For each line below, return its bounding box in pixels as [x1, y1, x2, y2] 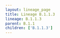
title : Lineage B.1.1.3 [5, 12, 55, 17]
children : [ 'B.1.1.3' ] [5, 26, 53, 31]
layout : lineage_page [5, 7, 51, 12]
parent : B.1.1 [5, 21, 35, 26]
